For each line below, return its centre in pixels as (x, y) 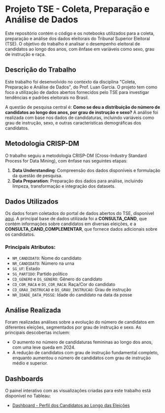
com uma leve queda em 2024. (44, 347)
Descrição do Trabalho (41, 70)
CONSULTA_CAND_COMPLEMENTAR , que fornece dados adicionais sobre (81, 229)
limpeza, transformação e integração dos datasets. (64, 186)
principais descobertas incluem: (38, 332)
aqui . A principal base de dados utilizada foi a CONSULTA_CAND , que (76, 219)
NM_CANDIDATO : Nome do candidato (47, 258)
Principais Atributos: (30, 247)
